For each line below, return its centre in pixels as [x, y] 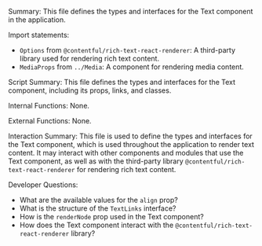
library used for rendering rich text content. [89, 59]
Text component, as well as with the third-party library [96, 161]
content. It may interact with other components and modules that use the [126, 153]
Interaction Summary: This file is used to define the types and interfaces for [130, 136]
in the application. [37, 20]
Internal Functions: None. [49, 106]
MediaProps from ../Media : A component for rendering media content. [132, 67]
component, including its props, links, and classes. [90, 90]
